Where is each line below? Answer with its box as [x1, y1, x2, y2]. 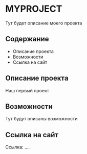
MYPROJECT [5, 3, 62, 15]
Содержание [5, 35, 50, 43]
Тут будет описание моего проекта [5, 20, 82, 26]
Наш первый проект [5, 87, 50, 93]
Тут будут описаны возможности [5, 116, 78, 122]
